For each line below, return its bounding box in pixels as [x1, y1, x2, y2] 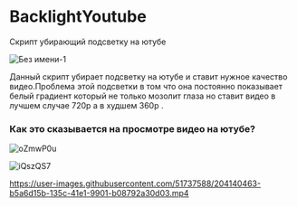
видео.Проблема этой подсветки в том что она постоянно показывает [9, 80, 283, 91]
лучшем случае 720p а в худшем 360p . [9, 99, 164, 110]
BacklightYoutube [9, 6, 147, 27]
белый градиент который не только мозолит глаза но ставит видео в [9, 90, 276, 101]
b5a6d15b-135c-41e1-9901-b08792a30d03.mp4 [9, 188, 189, 199]
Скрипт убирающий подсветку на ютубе [9, 36, 167, 47]
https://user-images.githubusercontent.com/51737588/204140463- [9, 178, 261, 189]
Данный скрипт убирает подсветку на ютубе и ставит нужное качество [9, 71, 288, 82]
